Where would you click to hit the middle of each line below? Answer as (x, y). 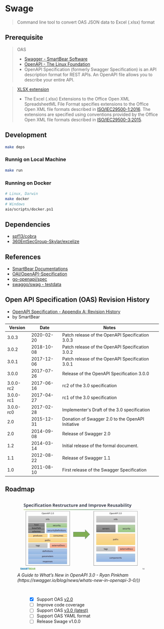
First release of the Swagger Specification (104, 470)
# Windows (15, 204)
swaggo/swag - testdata (37, 285)
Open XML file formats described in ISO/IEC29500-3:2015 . (83, 119)
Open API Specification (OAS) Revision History (77, 300)
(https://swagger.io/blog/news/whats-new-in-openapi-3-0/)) (79, 580)
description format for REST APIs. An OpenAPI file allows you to (88, 75)
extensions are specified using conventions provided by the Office (91, 114)
